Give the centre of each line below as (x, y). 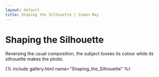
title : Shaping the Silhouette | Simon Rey (52, 15)
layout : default (22, 10)
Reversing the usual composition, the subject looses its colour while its (79, 54)
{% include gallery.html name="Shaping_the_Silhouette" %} (68, 69)
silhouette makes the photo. (34, 59)
